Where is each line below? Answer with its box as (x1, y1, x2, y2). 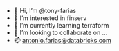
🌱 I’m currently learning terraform (13, 21, 109, 29)
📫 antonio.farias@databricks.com (13, 37, 112, 44)
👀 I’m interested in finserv (13, 14, 87, 22)
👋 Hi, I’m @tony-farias (13, 7, 77, 14)
